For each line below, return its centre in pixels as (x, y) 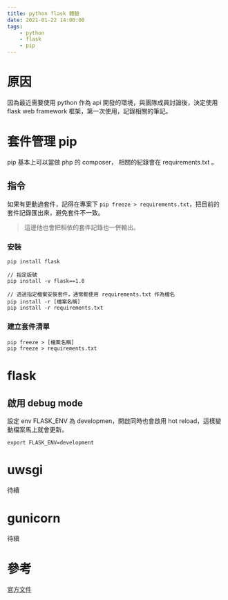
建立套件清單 (29, 326)
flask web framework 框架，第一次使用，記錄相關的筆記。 (89, 111)
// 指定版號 (22, 275)
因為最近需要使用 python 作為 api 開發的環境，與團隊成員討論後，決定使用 (113, 102)
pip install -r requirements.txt (55, 308)
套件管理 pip (42, 142)
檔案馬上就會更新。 (40, 430)
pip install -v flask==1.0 (46, 281)
